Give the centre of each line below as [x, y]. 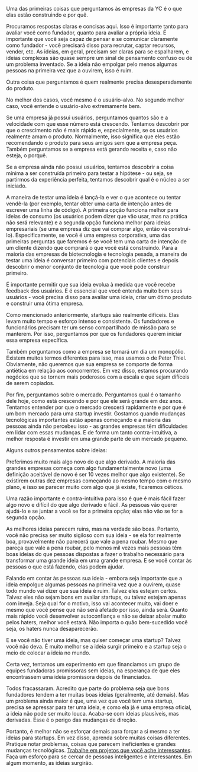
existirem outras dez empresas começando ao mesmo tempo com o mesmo [99, 481]
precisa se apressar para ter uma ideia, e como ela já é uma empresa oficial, [99, 707]
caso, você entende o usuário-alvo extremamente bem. [74, 106]
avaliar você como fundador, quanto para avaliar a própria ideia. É [86, 33]
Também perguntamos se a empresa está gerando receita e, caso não [92, 149]
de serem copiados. [30, 383]
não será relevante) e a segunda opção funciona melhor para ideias [88, 223]
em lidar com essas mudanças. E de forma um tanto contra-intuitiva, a [92, 432]
